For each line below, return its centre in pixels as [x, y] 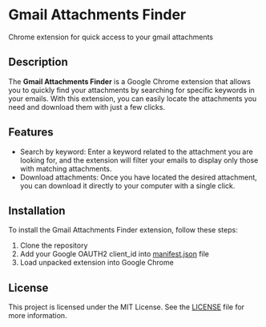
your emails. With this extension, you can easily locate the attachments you [133, 99]
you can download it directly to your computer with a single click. [127, 185]
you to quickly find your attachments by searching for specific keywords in [131, 90]
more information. [38, 316]
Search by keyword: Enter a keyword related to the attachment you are [137, 151]
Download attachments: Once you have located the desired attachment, [139, 177]
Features [31, 133]
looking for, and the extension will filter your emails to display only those [139, 160]
